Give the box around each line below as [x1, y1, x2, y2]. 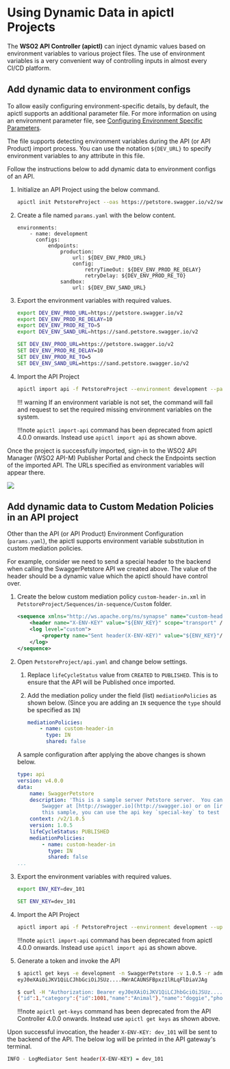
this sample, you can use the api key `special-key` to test [42, 809, 220, 816]
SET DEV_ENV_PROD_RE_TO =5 [16, 353, 91, 360]
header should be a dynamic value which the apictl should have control [7, 572, 208, 580]
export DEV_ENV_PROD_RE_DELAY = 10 [16, 316, 113, 323]
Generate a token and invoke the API [16, 957, 120, 965]
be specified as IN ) [27, 705, 81, 714]
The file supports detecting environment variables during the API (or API [7, 137, 211, 145]
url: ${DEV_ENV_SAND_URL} [72, 284, 146, 291]
